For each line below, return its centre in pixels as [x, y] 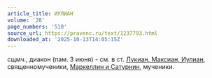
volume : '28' [26, 20]
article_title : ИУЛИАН [40, 14]
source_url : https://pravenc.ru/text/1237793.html [83, 33]
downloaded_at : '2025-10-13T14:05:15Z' [65, 40]
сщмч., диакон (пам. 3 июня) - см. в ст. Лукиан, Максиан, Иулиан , [106, 59]
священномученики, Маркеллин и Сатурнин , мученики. [91, 67]
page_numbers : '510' [37, 26]
